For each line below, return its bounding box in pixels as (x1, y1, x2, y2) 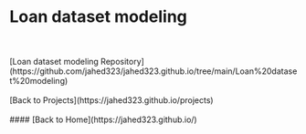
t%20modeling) (9, 75, 69, 86)
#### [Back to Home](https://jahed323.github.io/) (9, 114, 198, 125)
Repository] (100, 56, 144, 67)
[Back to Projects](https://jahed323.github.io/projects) (9, 94, 214, 106)
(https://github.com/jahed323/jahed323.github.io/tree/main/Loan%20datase (9, 66, 298, 77)
